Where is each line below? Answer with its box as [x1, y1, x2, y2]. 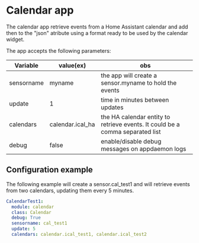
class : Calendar [11, 209, 52, 215]
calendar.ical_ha [49, 120, 95, 128]
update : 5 [11, 226, 36, 232]
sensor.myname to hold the [100, 78, 177, 87]
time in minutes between [100, 95, 169, 104]
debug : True [11, 215, 41, 221]
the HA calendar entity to [100, 113, 171, 121]
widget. [6, 36, 25, 43]
